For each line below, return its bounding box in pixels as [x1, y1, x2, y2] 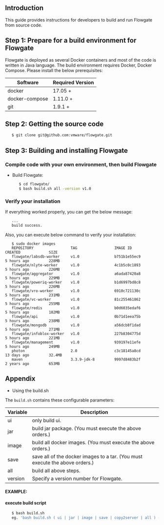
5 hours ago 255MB [5, 301, 60, 306]
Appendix [5, 375, 36, 383]
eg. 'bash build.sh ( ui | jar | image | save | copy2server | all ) [11, 515, 156, 521]
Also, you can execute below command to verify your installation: [5, 232, 137, 238]
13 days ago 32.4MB [5, 353, 62, 358]
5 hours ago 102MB [5, 310, 60, 315]
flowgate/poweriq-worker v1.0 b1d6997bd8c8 [11, 280, 141, 285]
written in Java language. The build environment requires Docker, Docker [5, 62, 152, 68]
